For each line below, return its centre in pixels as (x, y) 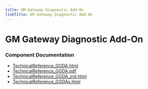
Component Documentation (40, 54)
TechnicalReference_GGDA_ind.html (49, 76)
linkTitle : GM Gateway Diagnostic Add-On (49, 14)
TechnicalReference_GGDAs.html (46, 81)
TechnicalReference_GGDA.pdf (44, 71)
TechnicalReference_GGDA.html (45, 65)
